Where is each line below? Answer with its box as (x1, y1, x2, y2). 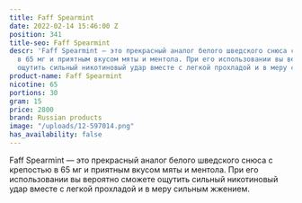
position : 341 (9, 30, 63, 39)
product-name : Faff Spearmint (9, 72, 123, 81)
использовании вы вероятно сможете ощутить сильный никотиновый (9, 173, 279, 184)
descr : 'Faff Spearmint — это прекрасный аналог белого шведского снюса (9, 47, 288, 56)
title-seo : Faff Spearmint (9, 38, 111, 48)
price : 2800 (9, 105, 54, 114)
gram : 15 (9, 96, 42, 106)
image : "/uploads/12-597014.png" (9, 122, 135, 131)
